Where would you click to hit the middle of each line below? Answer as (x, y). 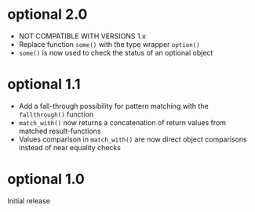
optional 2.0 (47, 14)
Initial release (29, 200)
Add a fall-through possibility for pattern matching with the (113, 106)
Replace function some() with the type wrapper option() (109, 44)
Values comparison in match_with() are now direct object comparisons (133, 139)
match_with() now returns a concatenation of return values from (122, 122)
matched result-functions (60, 131)
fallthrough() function (56, 114)
